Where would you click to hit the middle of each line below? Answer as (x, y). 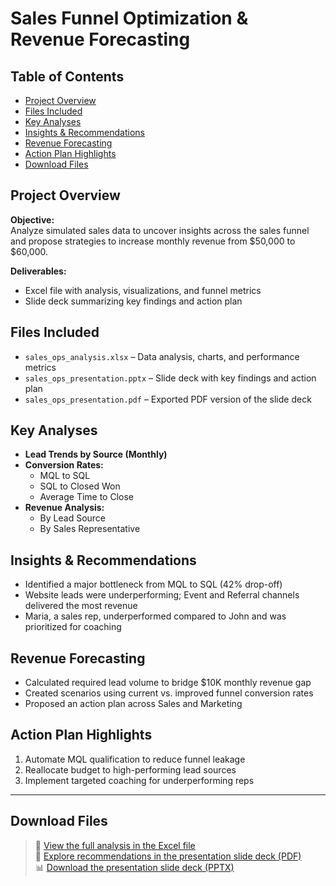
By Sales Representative (90, 529)
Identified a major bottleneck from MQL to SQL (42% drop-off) (153, 584)
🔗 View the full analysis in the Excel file (115, 845)
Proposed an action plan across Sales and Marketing (133, 704)
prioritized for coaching (73, 627)
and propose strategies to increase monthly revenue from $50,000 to (153, 241)
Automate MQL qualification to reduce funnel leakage (135, 759)
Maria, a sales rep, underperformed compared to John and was (155, 616)
